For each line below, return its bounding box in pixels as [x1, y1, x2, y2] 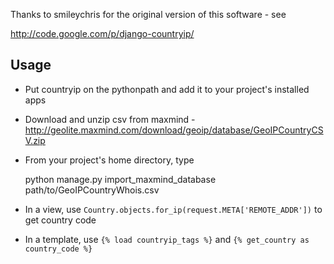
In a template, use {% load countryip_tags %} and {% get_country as [24, 233, 310, 245]
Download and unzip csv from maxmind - [24, 113, 196, 125]
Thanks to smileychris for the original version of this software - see [10, 9, 287, 20]
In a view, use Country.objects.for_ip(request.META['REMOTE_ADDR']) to [24, 203, 323, 215]
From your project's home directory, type [24, 154, 195, 166]
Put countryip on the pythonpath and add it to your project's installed [24, 83, 310, 95]
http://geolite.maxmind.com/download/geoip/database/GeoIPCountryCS [24, 124, 324, 136]
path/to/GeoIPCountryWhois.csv [24, 184, 160, 196]
